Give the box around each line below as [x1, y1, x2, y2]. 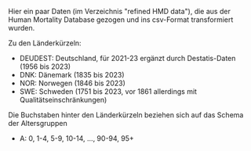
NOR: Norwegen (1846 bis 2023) [19, 78, 125, 88]
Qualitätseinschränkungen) [19, 95, 107, 104]
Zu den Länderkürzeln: [8, 38, 82, 48]
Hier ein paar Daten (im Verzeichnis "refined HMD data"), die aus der [8, 7, 231, 16]
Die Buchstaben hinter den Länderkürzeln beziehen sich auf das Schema [8, 110, 244, 120]
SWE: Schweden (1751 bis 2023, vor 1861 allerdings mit [19, 87, 198, 96]
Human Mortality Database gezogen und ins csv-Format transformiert [8, 15, 234, 24]
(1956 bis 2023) [19, 62, 71, 71]
